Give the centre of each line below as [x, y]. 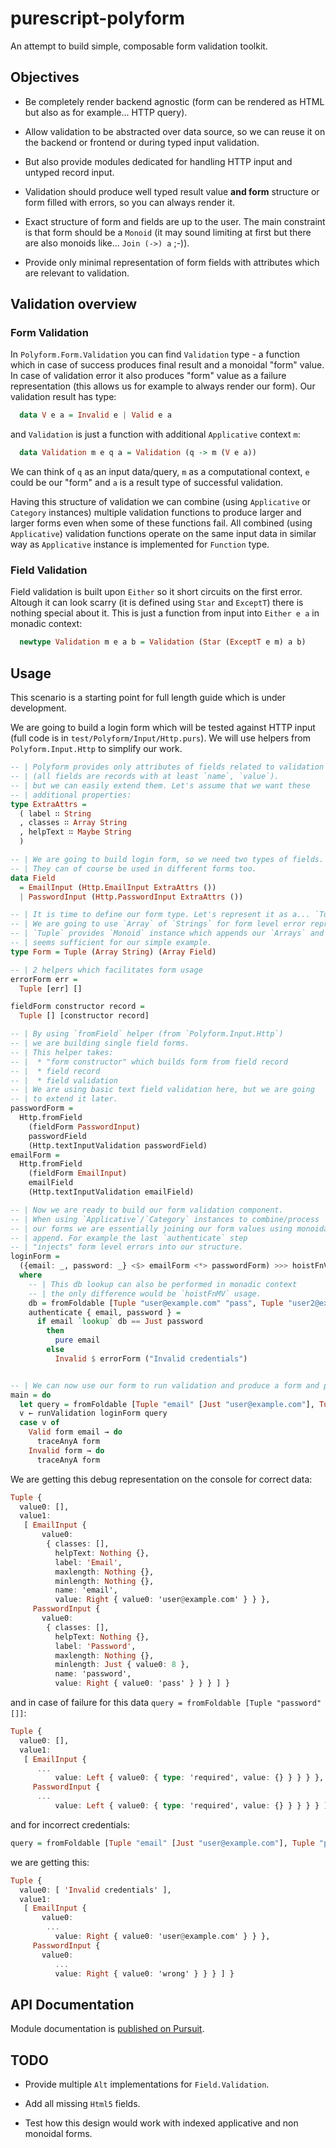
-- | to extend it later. [64, 1099]
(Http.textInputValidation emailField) [111, 1192]
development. [38, 708]
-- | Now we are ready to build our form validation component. [147, 1210]
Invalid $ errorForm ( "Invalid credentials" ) [151, 1358]
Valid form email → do [75, 1432]
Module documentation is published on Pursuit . [107, 2029]
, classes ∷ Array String [73, 823]
